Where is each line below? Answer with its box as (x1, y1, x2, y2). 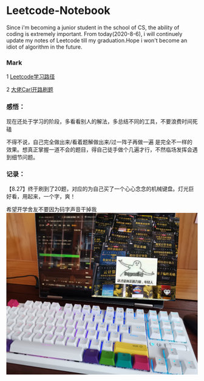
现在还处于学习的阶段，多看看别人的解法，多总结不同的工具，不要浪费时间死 (6, 117, 198, 125)
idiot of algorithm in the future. (6, 43, 83, 51)
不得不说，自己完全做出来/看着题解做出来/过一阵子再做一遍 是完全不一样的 (6, 138, 193, 145)
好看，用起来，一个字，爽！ (6, 192, 76, 200)
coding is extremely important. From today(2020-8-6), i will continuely (6, 30, 183, 37)
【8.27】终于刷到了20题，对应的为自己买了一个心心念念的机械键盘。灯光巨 (6, 185, 194, 192)
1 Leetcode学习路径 (6, 73, 55, 80)
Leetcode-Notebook (6, 4, 110, 18)
